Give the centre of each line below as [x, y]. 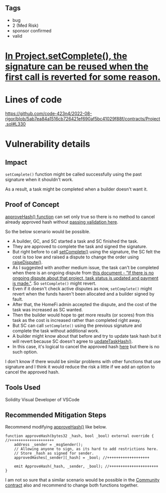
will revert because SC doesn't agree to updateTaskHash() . [72, 341]
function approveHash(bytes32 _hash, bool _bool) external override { [80, 436]
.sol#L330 [16, 124]
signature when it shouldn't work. [39, 179]
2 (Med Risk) [25, 25]
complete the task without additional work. [56, 331]
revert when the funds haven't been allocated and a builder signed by [83, 294]
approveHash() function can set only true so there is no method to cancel [80, 216]
